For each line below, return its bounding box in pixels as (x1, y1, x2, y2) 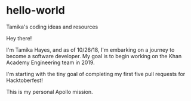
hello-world (6, 4, 66, 17)
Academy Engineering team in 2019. (6, 59, 95, 66)
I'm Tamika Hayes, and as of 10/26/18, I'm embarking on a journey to (6, 46, 175, 53)
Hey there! (6, 34, 32, 42)
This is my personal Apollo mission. (6, 88, 94, 95)
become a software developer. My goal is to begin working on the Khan (6, 52, 182, 59)
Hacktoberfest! (6, 77, 43, 84)
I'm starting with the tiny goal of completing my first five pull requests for (6, 70, 186, 77)
